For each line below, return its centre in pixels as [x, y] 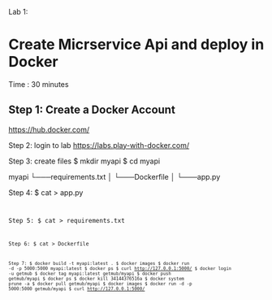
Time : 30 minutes [39, 84]
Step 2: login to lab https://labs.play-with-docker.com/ [99, 145]
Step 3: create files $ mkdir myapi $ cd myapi [84, 161]
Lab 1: [18, 12]
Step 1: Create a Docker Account [92, 110]
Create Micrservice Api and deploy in [136, 45]
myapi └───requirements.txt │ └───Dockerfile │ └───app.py [114, 176]
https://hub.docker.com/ [49, 129]
